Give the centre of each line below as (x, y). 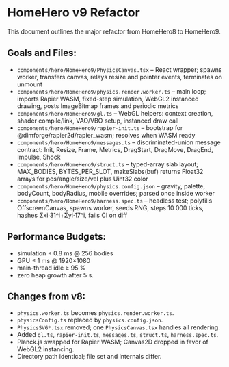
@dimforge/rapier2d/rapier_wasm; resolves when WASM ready (106, 135)
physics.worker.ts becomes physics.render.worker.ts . (95, 313)
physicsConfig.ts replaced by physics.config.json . (90, 320)
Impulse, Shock (39, 157)
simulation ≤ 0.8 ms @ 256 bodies (65, 253)
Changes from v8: (46, 296)
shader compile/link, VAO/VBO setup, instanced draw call (98, 121)
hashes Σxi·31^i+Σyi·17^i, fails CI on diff (72, 215)
